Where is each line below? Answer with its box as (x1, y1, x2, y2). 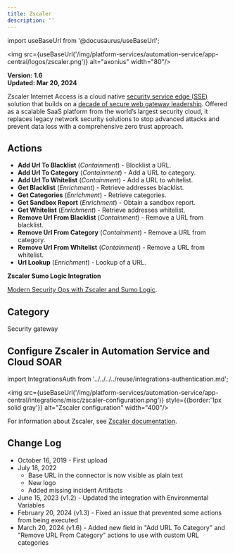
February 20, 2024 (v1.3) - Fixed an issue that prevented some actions (17, 508, 222, 517)
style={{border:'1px (165, 396, 222, 404)
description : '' (7, 17, 55, 24)
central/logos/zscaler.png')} (7, 57, 89, 65)
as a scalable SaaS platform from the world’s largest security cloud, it (7, 107, 208, 115)
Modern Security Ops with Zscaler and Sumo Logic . (7, 286, 158, 294)
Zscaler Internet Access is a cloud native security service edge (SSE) (7, 92, 208, 101)
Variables (17, 501, 45, 509)
